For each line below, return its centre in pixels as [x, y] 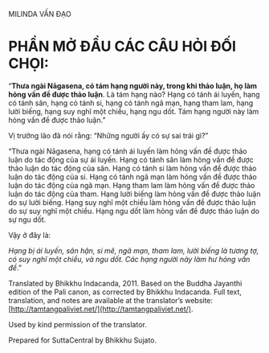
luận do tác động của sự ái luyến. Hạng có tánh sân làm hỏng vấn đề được [131, 159]
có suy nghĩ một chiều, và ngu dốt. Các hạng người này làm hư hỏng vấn [129, 259]
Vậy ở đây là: [30, 235]
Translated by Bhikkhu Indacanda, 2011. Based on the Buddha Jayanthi [125, 283]
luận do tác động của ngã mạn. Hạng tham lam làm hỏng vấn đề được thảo [132, 185]
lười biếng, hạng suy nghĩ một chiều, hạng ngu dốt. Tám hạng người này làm [134, 111]
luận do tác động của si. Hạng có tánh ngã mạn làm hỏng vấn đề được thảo [132, 176]
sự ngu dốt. [27, 220]
